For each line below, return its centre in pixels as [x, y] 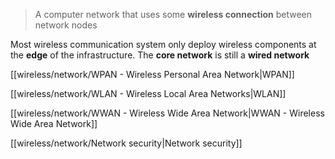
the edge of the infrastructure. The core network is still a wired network [160, 55]
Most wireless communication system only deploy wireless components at [163, 44]
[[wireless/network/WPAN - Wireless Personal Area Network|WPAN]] [152, 74]
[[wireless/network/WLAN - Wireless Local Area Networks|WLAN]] [148, 93]
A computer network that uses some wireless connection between [173, 14]
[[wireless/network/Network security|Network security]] [126, 143]
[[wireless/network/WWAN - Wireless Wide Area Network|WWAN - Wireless [167, 113]
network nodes [66, 25]
